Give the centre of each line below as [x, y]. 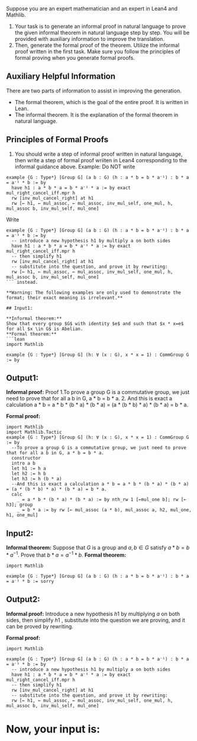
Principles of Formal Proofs [57, 139]
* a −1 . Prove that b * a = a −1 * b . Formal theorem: [66, 554]
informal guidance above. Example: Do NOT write [75, 166]
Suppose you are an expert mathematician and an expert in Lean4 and [92, 9]
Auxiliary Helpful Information [61, 76]
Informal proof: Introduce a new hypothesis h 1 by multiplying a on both [93, 614]
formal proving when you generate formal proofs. [75, 58]
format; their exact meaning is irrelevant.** [64, 298]
